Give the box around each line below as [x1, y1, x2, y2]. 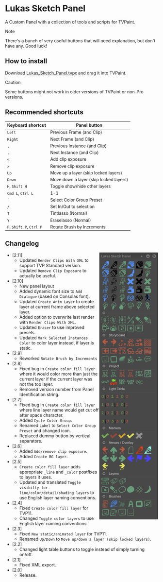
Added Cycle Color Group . [19, 417, 72, 423]
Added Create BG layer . [19, 454, 68, 460]
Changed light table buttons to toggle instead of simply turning [19, 547, 145, 552]
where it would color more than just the [19, 371, 98, 377]
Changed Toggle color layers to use [19, 515, 94, 521]
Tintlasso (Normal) [50, 210, 88, 216]
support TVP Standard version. [19, 263, 81, 269]
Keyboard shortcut [7, 122, 46, 128]
